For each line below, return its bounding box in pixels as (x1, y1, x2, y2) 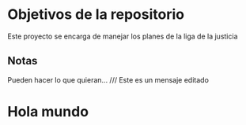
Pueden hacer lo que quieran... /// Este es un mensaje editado (7, 75, 209, 84)
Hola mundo (7, 102, 89, 120)
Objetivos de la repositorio (7, 6, 185, 24)
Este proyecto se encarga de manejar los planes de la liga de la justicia (7, 31, 238, 41)
